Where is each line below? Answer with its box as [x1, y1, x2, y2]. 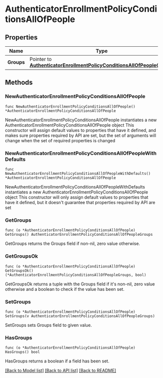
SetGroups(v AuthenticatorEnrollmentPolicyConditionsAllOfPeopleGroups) [5, 313, 155, 319]
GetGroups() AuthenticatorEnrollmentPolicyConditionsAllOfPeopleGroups [5, 232, 153, 237]
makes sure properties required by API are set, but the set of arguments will [5, 132, 156, 138]
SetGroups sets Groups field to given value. [5, 322, 92, 328]
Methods [5, 78, 33, 87]
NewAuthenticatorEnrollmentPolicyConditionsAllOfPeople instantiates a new [5, 117, 157, 123]
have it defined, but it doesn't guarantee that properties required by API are [5, 199, 155, 205]
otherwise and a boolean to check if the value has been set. [5, 286, 125, 292]
